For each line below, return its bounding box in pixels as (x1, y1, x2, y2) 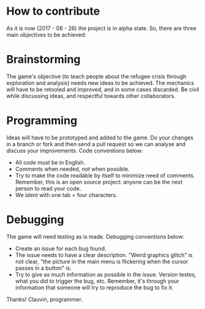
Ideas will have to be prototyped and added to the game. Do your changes (6, 133, 194, 141)
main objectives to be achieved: (6, 31, 87, 38)
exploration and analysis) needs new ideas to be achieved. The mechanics (6, 79, 195, 86)
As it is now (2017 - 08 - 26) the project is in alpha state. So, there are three (6, 24, 197, 32)
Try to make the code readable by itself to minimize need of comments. (15, 171, 195, 179)
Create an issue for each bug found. (15, 245, 106, 252)
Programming (6, 114, 78, 128)
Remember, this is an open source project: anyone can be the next (15, 178, 183, 185)
